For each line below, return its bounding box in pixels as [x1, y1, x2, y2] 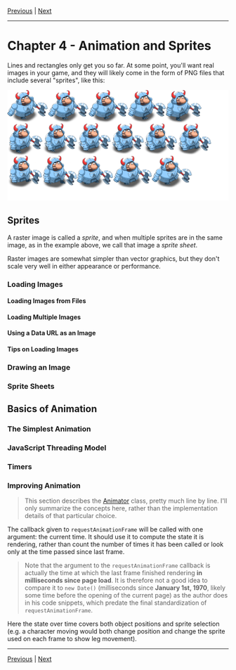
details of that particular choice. [24, 512, 117, 520]
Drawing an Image [7, 362, 71, 372]
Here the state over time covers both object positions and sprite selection [7, 619, 220, 629]
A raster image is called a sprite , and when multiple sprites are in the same [7, 233, 223, 242]
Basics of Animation [7, 403, 97, 415]
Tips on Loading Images [7, 345, 79, 354]
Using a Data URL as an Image [7, 329, 96, 337]
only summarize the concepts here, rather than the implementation [24, 504, 218, 513]
